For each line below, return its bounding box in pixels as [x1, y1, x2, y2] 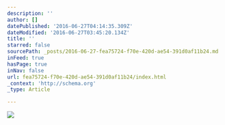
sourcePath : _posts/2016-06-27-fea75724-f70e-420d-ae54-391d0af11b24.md [7, 48, 219, 55]
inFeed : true [7, 55, 44, 61]
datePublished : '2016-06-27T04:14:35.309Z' [7, 23, 133, 29]
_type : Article [7, 86, 51, 93]
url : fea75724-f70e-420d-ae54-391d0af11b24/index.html [7, 73, 167, 81]
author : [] [7, 16, 38, 23]
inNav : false [7, 67, 44, 74]
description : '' [7, 10, 53, 17]
